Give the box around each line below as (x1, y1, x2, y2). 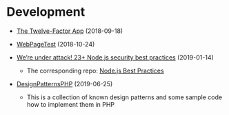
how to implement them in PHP (26, 100, 115, 108)
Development (6, 4, 86, 20)
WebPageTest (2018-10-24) (16, 40, 95, 48)
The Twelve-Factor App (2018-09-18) (16, 27, 123, 35)
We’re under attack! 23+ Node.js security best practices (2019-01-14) (16, 53, 215, 62)
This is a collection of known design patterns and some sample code (26, 93, 222, 101)
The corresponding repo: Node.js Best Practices (26, 66, 164, 75)
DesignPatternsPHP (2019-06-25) (16, 79, 113, 88)
